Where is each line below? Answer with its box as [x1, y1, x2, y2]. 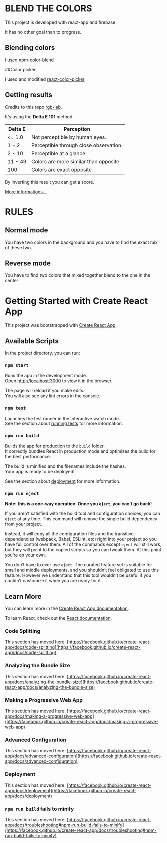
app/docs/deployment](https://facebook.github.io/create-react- [5, 787, 136, 793]
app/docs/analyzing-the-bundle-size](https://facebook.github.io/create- [5, 679, 155, 685]
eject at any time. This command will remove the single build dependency [5, 516, 158, 522]
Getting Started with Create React [5, 295, 148, 306]
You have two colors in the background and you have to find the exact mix [5, 239, 158, 245]
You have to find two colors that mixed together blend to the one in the [5, 272, 151, 278]
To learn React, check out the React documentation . [5, 615, 112, 621]
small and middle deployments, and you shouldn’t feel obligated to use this [5, 567, 159, 573]
